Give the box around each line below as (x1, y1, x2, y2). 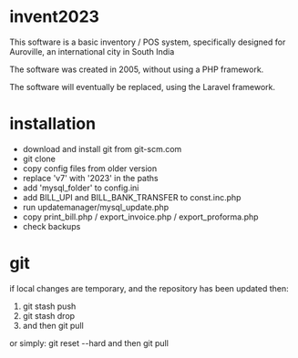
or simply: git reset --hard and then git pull (9, 337, 169, 348)
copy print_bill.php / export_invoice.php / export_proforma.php (22, 211, 259, 222)
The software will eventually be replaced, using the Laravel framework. (9, 81, 276, 92)
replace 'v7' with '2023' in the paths (22, 172, 159, 183)
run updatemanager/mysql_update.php (22, 201, 170, 212)
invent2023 (9, 6, 100, 27)
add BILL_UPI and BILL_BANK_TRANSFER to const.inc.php (22, 191, 241, 202)
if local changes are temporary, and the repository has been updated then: (9, 282, 289, 293)
